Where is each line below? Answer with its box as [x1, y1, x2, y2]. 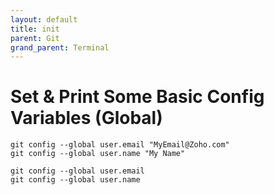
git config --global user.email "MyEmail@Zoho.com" [10, 140, 230, 150]
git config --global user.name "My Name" [10, 149, 186, 159]
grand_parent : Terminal [10, 42, 110, 53]
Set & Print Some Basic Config [10, 86, 265, 108]
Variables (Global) [10, 107, 163, 130]
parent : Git [10, 33, 60, 43]
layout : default [10, 14, 78, 25]
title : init [10, 24, 60, 34]
